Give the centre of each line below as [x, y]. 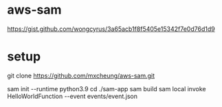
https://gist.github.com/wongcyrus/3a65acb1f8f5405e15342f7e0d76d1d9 [111, 29]
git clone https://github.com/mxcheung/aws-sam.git [81, 75]
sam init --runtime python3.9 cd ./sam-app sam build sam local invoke [107, 88]
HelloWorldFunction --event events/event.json [72, 96]
